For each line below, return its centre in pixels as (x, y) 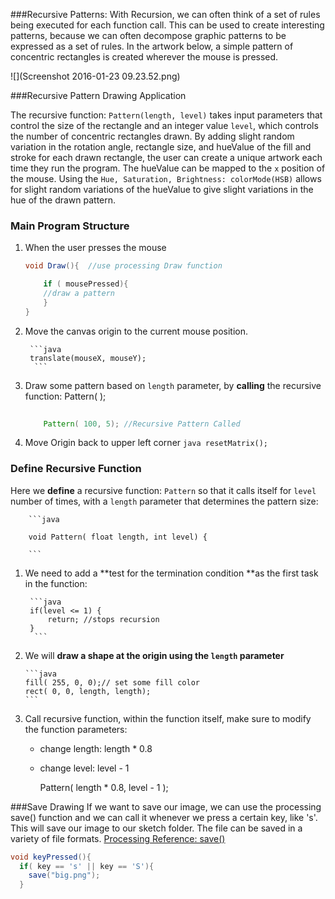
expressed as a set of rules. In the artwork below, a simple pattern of (152, 46)
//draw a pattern (79, 294)
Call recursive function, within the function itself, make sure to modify (168, 718)
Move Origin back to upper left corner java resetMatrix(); (146, 443)
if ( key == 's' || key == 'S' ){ (87, 866)
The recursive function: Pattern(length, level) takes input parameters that (166, 115)
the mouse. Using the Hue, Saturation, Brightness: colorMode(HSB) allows (166, 178)
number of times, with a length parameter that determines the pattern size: (164, 501)
